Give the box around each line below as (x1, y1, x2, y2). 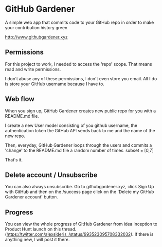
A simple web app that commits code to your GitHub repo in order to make (5, 19, 154, 25)
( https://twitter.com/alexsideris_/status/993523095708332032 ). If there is (5, 231, 154, 237)
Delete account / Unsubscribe (5, 171, 98, 179)
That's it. (5, 157, 23, 162)
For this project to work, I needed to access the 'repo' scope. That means (5, 61, 152, 67)
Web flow (5, 95, 35, 103)
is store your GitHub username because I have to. (5, 81, 105, 87)
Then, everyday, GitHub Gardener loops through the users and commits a (5, 142, 152, 148)
